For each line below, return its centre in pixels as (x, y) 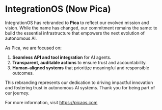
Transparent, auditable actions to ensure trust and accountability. (80, 62)
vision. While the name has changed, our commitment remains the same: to (81, 27)
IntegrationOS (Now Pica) (58, 9)
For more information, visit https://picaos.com (51, 102)
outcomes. (23, 73)
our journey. (17, 93)
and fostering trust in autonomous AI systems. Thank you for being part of (80, 87)
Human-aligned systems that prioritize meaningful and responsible (81, 68)
